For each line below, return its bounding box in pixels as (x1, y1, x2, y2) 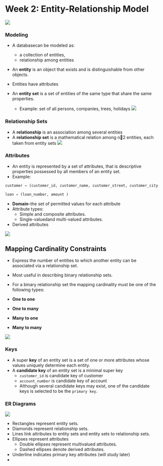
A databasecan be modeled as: (12, 42, 75, 48)
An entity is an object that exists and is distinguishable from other (12, 67, 145, 73)
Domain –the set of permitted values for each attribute (12, 201, 121, 207)
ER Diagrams (5, 400, 36, 407)
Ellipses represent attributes (12, 436, 69, 442)
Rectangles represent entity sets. (12, 420, 79, 426)
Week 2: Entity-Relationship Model (5, 3, 149, 15)
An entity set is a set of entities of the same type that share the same (12, 91, 152, 97)
